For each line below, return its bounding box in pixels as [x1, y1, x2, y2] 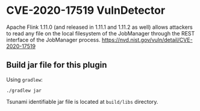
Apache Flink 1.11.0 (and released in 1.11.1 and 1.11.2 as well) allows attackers [6, 23, 193, 31]
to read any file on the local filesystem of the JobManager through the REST [6, 29, 195, 37]
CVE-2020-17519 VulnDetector [6, 4, 166, 17]
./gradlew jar [6, 88, 42, 94]
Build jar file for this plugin [6, 60, 107, 70]
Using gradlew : [6, 76, 43, 83]
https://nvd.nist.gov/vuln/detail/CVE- [101, 36, 193, 43]
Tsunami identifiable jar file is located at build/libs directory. [6, 98, 158, 105]
